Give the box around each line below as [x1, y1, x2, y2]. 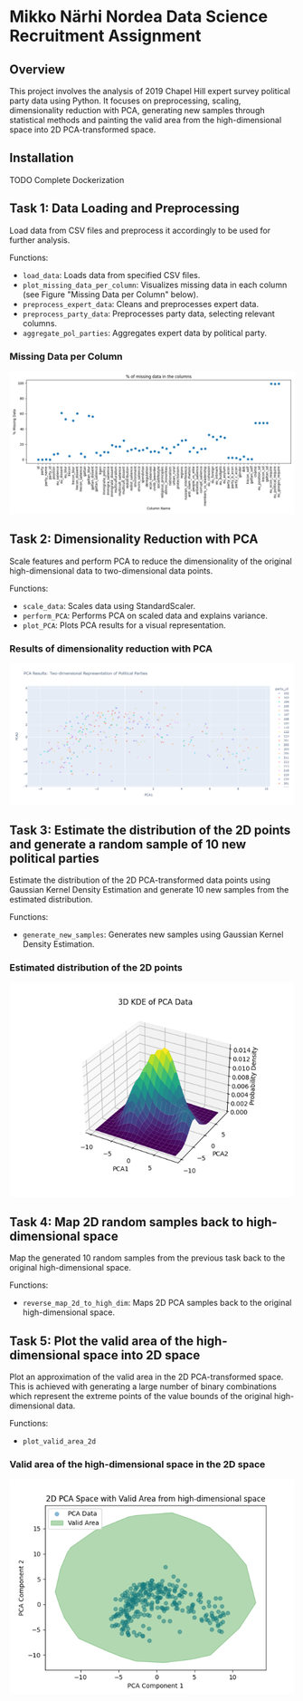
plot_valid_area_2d [22, 1437, 97, 1446]
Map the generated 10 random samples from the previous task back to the [9, 1252, 286, 1263]
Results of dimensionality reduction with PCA [9, 642, 213, 654]
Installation [9, 150, 74, 166]
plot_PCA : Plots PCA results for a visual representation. [22, 619, 226, 631]
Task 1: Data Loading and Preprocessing [9, 201, 240, 217]
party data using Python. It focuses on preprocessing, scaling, [9, 95, 241, 106]
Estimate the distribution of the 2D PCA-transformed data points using [9, 875, 271, 885]
